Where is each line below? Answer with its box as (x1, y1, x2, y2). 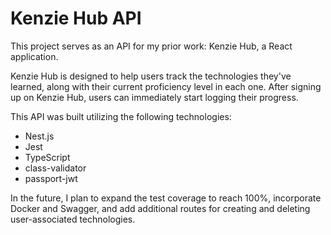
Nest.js (24, 130, 55, 142)
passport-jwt (24, 172, 78, 184)
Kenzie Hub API (10, 7, 142, 30)
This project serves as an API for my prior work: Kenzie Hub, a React (10, 40, 293, 52)
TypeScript (24, 151, 71, 163)
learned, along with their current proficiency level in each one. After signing (10, 80, 322, 92)
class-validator (24, 162, 87, 174)
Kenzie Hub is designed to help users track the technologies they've (10, 70, 292, 82)
